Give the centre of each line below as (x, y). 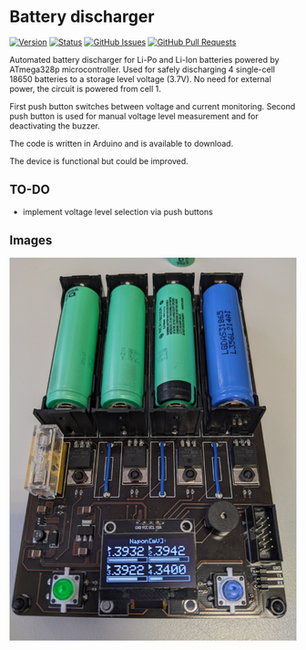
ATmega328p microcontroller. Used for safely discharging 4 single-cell (143, 69)
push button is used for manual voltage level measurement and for (134, 116)
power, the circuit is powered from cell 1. (85, 88)
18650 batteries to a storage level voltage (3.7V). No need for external (140, 78)
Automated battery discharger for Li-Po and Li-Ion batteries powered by (144, 59)
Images (31, 240)
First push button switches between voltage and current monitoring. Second (153, 106)
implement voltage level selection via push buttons (118, 212)
